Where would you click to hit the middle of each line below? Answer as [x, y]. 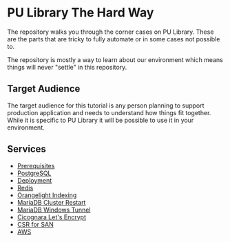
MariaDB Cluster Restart [51, 202]
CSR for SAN [35, 224]
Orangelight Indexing [47, 195]
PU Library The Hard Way [81, 13]
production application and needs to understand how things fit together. [109, 112]
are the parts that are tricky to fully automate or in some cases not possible [114, 39]
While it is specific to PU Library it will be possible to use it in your [101, 120]
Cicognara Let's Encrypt [51, 217]
